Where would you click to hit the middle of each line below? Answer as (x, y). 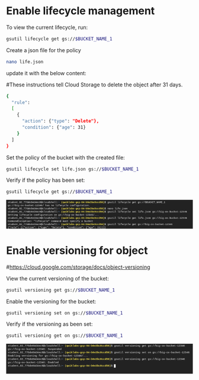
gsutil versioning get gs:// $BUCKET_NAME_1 (61, 290)
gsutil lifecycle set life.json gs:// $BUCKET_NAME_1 (73, 169)
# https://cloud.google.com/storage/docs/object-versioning (78, 267)
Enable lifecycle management (81, 11)
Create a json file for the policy (44, 50)
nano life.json (25, 62)
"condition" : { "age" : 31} (54, 128)
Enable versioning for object (77, 250)
